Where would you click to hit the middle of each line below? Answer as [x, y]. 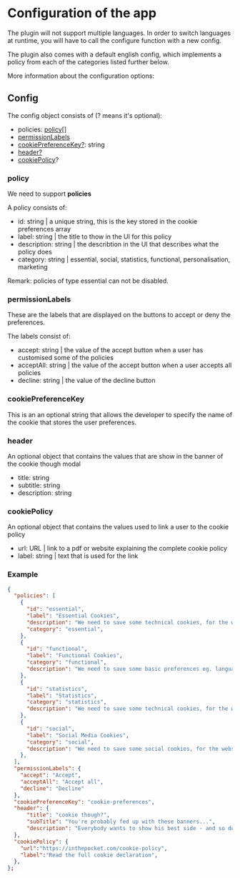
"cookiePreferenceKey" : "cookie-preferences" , [84, 802]
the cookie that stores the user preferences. [72, 422]
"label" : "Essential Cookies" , [73, 616]
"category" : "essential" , [65, 629]
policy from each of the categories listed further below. [88, 61]
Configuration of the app [82, 13]
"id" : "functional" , [57, 649]
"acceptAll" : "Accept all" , [62, 782]
